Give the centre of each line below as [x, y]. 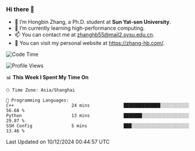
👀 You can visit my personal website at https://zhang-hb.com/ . [90, 43]
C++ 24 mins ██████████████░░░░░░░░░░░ [98, 106]
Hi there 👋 [20, 9]
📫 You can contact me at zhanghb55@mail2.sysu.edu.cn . [84, 35]
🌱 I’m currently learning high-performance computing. [79, 28]
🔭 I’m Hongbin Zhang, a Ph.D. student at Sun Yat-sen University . [93, 22]
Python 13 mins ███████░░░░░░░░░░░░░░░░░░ [98, 116]
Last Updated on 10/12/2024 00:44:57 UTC [58, 142]
